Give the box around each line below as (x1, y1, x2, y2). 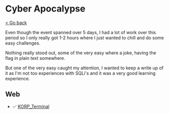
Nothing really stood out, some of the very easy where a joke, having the (5, 50, 156, 56)
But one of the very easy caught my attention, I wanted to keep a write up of (5, 65, 164, 71)
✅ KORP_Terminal (12, 103, 49, 109)
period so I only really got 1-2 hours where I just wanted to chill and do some (5, 35, 164, 41)
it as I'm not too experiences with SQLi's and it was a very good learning (5, 70, 156, 76)
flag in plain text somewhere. (5, 55, 66, 61)
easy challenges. (5, 40, 40, 46)
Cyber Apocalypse (5, 3, 86, 15)
